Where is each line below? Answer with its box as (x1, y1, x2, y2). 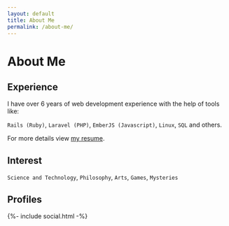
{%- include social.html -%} (7, 212, 88, 220)
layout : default (7, 10, 55, 17)
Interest (7, 155, 42, 167)
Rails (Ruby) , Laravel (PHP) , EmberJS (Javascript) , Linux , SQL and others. (7, 120, 223, 129)
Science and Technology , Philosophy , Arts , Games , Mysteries (7, 173, 179, 182)
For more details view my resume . (7, 134, 105, 143)
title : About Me (7, 17, 55, 24)
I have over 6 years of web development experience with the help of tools (7, 99, 220, 108)
